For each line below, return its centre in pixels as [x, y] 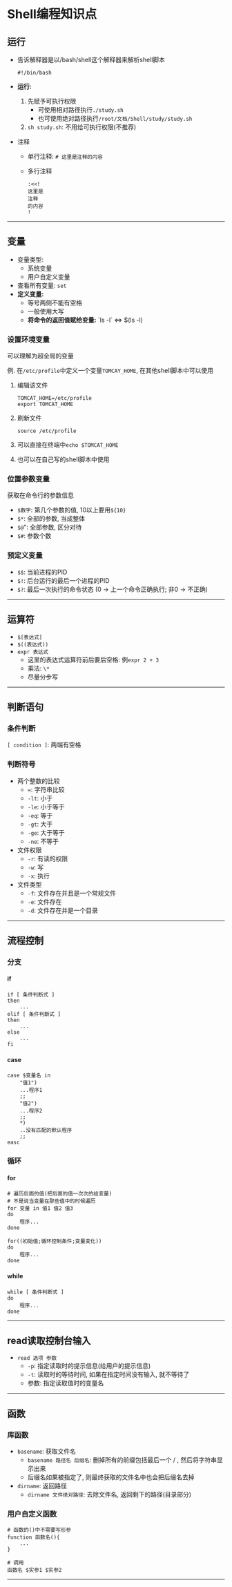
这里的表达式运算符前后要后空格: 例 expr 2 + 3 [93, 660]
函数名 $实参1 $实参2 [35, 1570]
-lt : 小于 [40, 798]
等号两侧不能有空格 [55, 302]
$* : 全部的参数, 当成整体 [51, 519]
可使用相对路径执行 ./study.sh [80, 110]
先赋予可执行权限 [52, 101]
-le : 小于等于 [46, 807]
